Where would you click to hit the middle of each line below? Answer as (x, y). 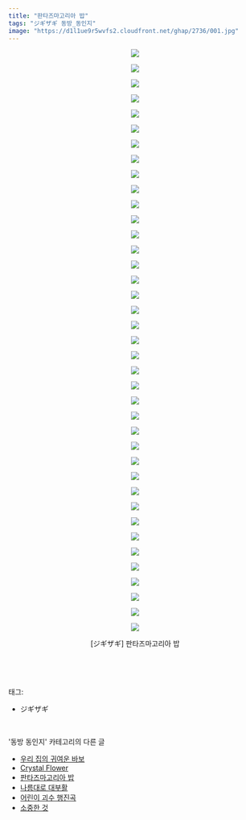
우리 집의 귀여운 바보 (52, 759)
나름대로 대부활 (44, 788)
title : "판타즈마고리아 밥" (49, 16)
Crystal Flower (44, 768)
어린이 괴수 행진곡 (48, 797)
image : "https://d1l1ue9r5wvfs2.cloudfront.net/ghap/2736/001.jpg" (124, 31)
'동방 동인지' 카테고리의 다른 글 (57, 742)
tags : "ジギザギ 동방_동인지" (52, 23)
